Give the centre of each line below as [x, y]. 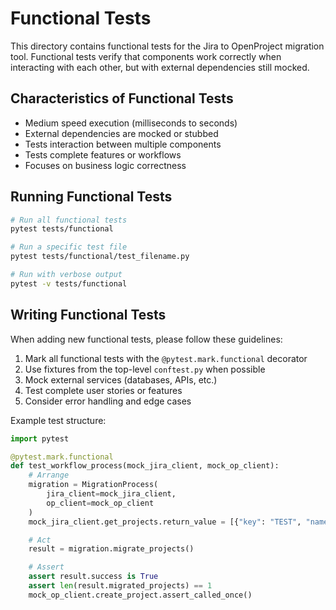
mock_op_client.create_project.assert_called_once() [140, 595]
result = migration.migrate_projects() [111, 549]
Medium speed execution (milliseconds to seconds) [131, 123]
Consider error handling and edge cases [108, 401]
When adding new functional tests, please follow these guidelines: [146, 339]
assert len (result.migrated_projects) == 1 [120, 586]
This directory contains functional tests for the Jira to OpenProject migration [167, 46]
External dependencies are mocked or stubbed [121, 133]
